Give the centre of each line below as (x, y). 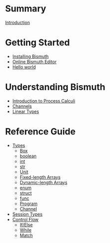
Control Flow (25, 219)
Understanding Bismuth (55, 87)
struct (26, 193)
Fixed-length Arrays (40, 177)
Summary (26, 9)
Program (28, 203)
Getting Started (38, 43)
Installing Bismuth (30, 56)
